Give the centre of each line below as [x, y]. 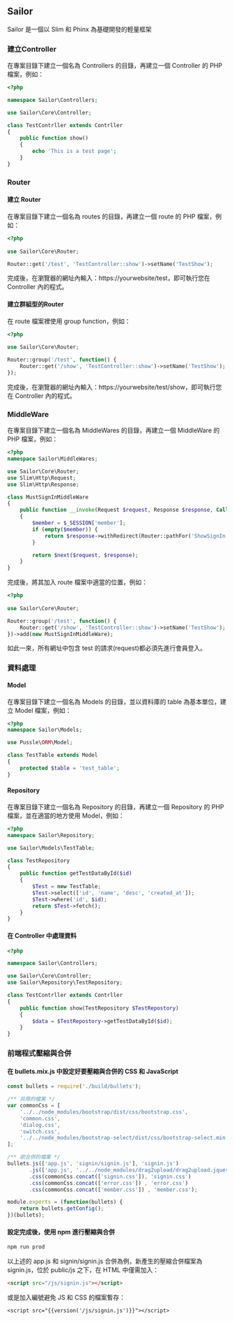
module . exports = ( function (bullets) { [65, 1202]
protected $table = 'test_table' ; [70, 768]
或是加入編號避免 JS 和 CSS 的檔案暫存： [66, 1297]
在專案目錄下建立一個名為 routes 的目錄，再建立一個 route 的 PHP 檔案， [111, 216]
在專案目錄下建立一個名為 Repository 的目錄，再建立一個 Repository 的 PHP [116, 806]
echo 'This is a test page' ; [75, 152]
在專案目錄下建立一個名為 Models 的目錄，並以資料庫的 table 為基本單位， [114, 702]
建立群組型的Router [36, 304]
